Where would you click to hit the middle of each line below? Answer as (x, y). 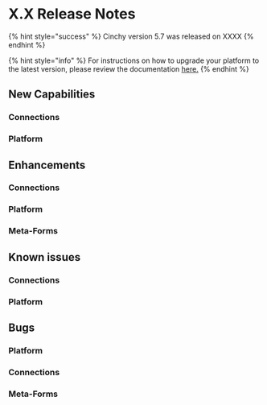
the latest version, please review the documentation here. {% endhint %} (129, 68)
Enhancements (47, 165)
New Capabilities (52, 95)
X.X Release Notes (72, 14)
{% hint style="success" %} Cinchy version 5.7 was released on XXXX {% (131, 36)
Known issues (45, 257)
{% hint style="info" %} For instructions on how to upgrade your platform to (134, 60)
